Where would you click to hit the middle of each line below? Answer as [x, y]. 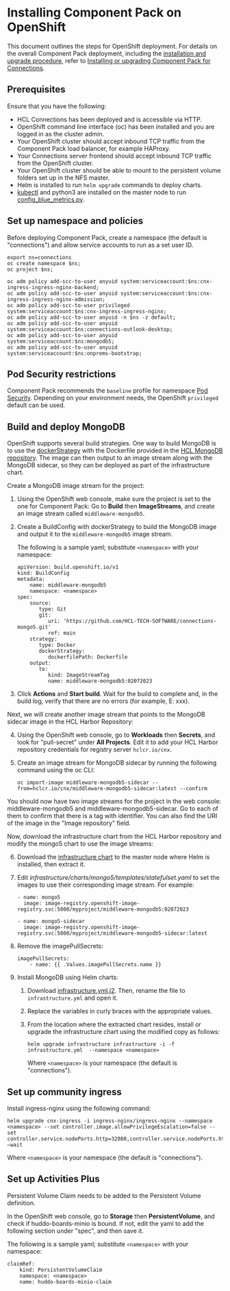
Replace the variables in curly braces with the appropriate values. [119, 1011]
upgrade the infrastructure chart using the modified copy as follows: [124, 1032]
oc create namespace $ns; [44, 263]
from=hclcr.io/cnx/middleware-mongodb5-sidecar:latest [97, 789]
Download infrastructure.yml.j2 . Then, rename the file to [106, 991]
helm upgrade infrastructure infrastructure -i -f [101, 1044]
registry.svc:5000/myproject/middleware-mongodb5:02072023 [103, 909]
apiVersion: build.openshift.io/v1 [68, 567]
